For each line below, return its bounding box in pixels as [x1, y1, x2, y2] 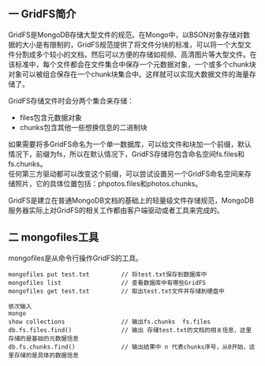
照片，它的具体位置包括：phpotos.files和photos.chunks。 [14, 178, 203, 188]
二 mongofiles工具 [8, 231, 99, 245]
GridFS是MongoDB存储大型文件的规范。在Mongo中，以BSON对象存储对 [8, 30, 244, 39]
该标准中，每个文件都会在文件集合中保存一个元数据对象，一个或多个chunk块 [8, 59, 256, 69]
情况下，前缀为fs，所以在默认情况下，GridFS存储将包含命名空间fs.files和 [8, 149, 245, 159]
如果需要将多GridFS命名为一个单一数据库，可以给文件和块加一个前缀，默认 [8, 139, 252, 148]
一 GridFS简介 [8, 7, 77, 21]
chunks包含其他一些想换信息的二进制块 [19, 122, 147, 132]
